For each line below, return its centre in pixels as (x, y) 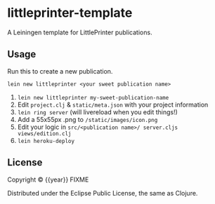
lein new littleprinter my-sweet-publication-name (93, 97)
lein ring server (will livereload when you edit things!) (97, 112)
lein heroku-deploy (46, 141)
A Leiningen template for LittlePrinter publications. (80, 32)
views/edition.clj (44, 134)
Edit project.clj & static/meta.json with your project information (113, 104)
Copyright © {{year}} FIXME (48, 179)
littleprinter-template (70, 13)
